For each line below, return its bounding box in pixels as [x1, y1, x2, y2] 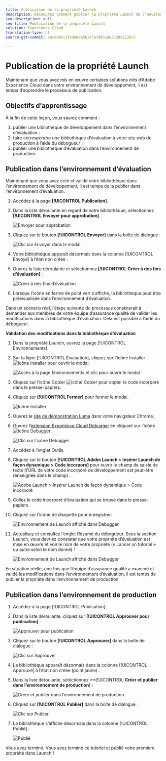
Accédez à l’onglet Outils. [12, 447, 65, 453]
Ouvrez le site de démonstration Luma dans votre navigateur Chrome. [12, 413, 155, 419]
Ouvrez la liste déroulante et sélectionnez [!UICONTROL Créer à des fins [12, 266, 161, 272]
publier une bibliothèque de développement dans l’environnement [12, 124, 146, 130]
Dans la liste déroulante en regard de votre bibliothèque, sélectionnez [12, 208, 154, 213]
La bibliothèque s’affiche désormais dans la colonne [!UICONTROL [12, 720, 148, 726]
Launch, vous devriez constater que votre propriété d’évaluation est [12, 536, 150, 542]
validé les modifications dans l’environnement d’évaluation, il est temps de [5, 571, 156, 577]
